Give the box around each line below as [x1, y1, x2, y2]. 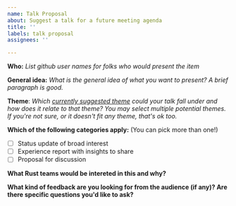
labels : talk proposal [7, 30, 74, 37]
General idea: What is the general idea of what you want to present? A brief [7, 75, 229, 85]
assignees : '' [7, 37, 49, 44]
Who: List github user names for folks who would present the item [7, 62, 199, 71]
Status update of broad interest [17, 139, 108, 148]
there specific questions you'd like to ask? [7, 190, 134, 199]
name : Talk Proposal [7, 10, 68, 18]
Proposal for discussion [17, 155, 87, 164]
